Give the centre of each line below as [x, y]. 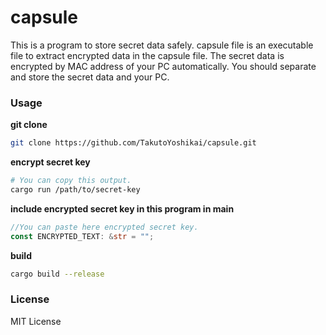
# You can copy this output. [71, 181]
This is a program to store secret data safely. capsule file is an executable [162, 45]
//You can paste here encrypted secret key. [104, 227]
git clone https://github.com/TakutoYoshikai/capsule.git [133, 143]
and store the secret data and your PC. [90, 77]
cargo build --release [57, 274]
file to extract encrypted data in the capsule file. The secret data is [147, 55]
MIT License [36, 321]
